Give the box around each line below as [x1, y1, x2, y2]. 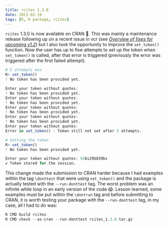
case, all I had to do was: [5, 202, 57, 208]
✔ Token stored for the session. [5, 161, 76, 166]
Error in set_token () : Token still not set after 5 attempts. [5, 128, 142, 133]
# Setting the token [5, 137, 49, 142]
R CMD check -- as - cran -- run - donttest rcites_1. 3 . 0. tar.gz [5, 217, 133, 222]
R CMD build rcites [5, 212, 47, 217]
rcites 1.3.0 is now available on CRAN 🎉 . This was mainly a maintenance [5, 31, 157, 37]
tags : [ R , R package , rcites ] [5, 17, 70, 22]
